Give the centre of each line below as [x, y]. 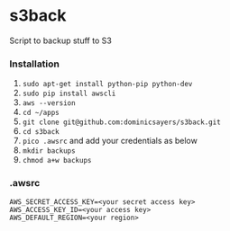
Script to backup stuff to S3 [61, 40]
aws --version [49, 103]
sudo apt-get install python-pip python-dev [107, 84]
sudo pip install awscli [69, 94]
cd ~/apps [41, 113]
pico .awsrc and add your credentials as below [110, 141]
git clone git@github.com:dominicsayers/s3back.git [121, 122]
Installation [35, 64]
